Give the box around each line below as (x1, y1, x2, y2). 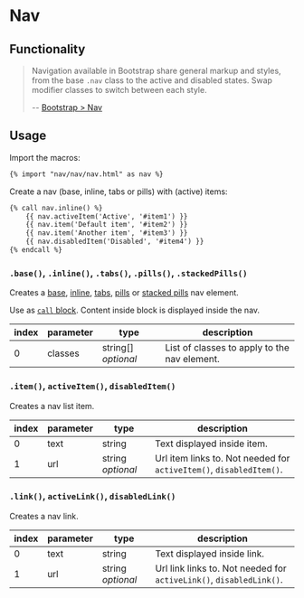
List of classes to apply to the (165, 341, 290, 354)
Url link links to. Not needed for (155, 562, 287, 575)
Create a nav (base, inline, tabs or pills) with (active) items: (9, 186, 228, 197)
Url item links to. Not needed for (155, 452, 290, 464)
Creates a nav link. (9, 510, 79, 521)
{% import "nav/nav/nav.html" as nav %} (9, 169, 165, 179)
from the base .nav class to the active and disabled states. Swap (31, 75, 273, 86)
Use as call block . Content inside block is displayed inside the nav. (9, 304, 261, 316)
